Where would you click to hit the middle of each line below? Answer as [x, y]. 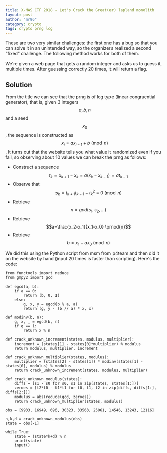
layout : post [19, 15]
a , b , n [85, 110]
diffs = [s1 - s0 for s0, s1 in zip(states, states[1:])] [76, 384]
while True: [18, 432]
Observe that [26, 184]
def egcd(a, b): [22, 287]
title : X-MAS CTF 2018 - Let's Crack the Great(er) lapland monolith [80, 10]
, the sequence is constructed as [39, 135]
